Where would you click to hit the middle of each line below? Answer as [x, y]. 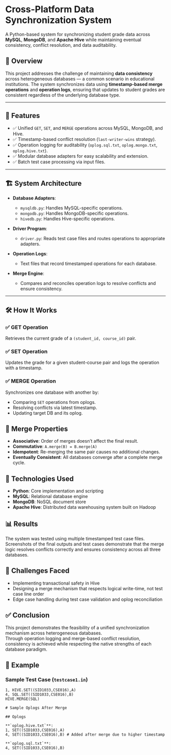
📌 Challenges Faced [37, 571]
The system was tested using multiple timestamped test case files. [75, 539]
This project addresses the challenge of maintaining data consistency [79, 73]
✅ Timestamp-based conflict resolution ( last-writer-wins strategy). [84, 139]
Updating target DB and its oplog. [48, 413]
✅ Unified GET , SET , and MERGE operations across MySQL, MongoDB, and [88, 128]
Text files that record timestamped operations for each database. [88, 264]
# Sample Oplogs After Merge [36, 708]
